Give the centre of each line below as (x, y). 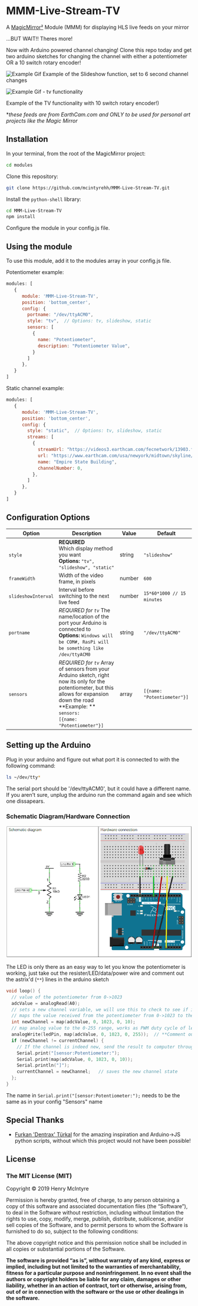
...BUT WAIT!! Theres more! (39, 38)
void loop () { (24, 991)
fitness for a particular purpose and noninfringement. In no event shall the (99, 1273)
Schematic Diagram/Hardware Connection (68, 816)
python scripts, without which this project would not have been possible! (103, 1140)
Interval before (76, 590)
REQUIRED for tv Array (86, 662)
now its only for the (82, 681)
